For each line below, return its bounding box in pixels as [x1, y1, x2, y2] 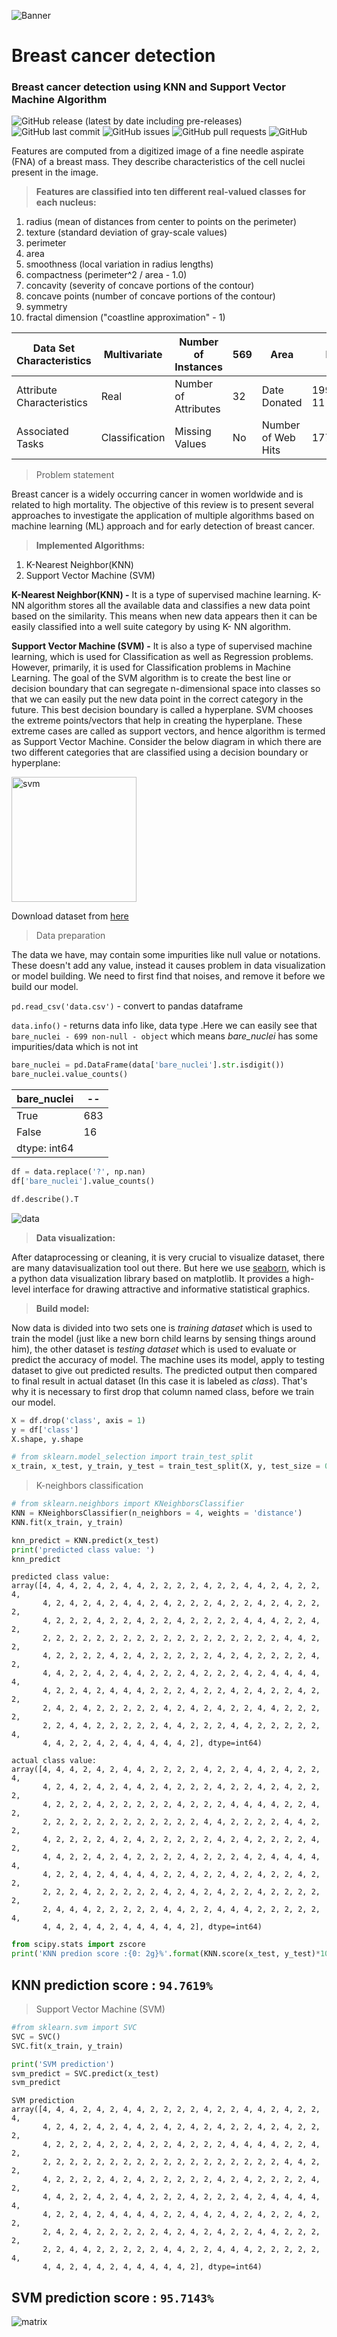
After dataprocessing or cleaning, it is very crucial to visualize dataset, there [11, 1251, 325, 1263]
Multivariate [103, 348, 163, 362]
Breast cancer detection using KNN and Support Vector [11, 80, 286, 94]
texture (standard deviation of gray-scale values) [25, 226, 228, 239]
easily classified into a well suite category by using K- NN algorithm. [11, 621, 292, 633]
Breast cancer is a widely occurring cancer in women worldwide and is [11, 488, 304, 500]
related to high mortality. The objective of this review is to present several [11, 499, 314, 511]
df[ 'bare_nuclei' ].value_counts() [11, 1176, 156, 1187]
